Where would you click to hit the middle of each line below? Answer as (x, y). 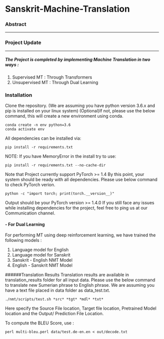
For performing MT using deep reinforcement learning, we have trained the (81, 235)
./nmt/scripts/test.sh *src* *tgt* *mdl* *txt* (54, 299)
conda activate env (25, 129)
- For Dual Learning (25, 224)
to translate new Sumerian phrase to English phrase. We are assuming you (80, 285)
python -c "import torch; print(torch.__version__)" (60, 194)
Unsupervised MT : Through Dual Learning (55, 82)
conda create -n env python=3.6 (38, 125)
